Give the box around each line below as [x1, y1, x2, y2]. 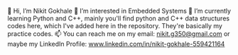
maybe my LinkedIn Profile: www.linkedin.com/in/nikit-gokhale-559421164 [7, 39, 225, 48]
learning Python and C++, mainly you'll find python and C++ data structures [7, 14, 229, 23]
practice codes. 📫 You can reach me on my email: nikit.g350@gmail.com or [7, 30, 230, 38]
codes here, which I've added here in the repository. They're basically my [7, 22, 222, 30]
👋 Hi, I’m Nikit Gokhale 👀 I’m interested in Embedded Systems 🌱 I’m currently [7, 7, 232, 15]
